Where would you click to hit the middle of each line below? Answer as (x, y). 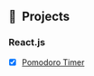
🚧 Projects (39, 17)
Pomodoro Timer (53, 62)
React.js (27, 43)
